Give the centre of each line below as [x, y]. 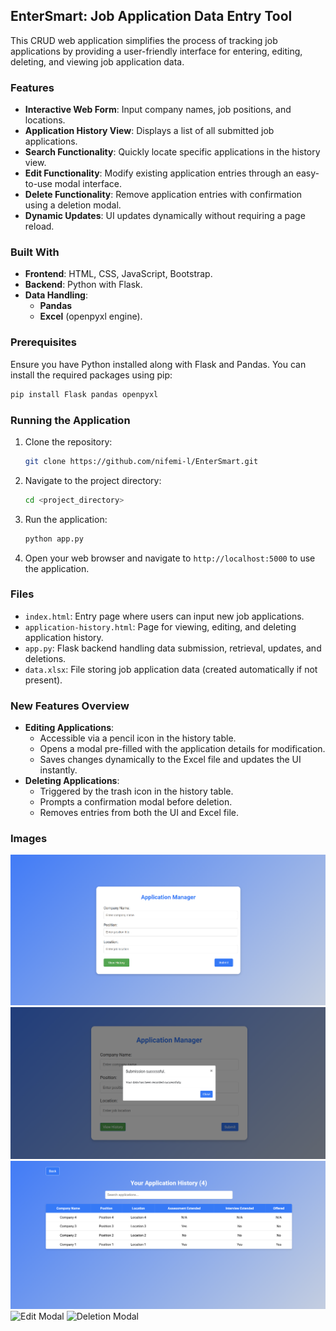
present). [43, 680]
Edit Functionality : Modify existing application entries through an [159, 173]
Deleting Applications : [72, 781]
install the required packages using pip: [91, 375]
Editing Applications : [69, 728]
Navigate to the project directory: [93, 480]
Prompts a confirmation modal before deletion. [136, 802]
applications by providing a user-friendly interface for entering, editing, [156, 51]
